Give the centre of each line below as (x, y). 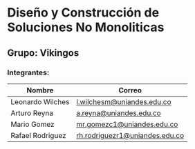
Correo (130, 90)
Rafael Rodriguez (39, 135)
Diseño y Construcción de (83, 13)
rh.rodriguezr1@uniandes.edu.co (130, 135)
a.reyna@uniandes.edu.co (118, 113)
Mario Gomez (32, 124)
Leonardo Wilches (40, 101)
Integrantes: (28, 72)
